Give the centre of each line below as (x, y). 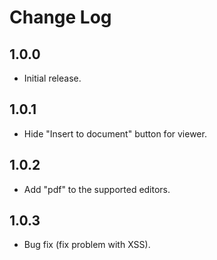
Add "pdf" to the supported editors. (97, 189)
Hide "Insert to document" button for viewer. (115, 133)
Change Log (60, 17)
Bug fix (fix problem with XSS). (87, 245)
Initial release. (52, 78)
